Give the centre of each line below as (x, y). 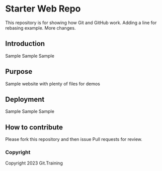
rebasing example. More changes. (40, 28)
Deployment (25, 99)
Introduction (25, 44)
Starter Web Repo (43, 9)
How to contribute (34, 127)
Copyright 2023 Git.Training (34, 163)
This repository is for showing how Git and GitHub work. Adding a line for (81, 23)
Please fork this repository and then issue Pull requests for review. (74, 139)
